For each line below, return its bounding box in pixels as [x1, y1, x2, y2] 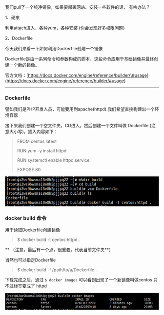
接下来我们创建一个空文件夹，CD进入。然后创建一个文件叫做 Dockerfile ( [5, 123, 151, 129]
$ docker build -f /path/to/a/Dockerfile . [17, 267, 97, 273]
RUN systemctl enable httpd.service [17, 157, 90, 163]
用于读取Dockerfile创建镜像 [5, 227, 60, 233]
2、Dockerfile [5, 36, 33, 41]
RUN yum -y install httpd [17, 148, 67, 154]
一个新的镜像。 [9, 62, 40, 68]
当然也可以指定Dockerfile [5, 257, 56, 263]
